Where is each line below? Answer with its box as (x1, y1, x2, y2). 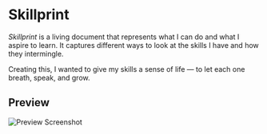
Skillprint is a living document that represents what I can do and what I (8, 32, 240, 41)
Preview (8, 96, 50, 109)
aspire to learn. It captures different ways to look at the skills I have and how (8, 40, 260, 49)
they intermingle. (8, 49, 64, 58)
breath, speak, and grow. (8, 73, 90, 82)
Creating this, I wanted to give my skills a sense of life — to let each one (8, 64, 245, 73)
